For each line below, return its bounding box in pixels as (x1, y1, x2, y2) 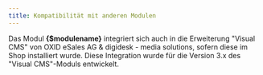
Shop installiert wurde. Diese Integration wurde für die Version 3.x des (8, 50, 241, 60)
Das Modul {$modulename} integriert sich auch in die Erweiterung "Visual (8, 34, 256, 43)
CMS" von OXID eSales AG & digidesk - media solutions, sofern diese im (8, 41, 248, 52)
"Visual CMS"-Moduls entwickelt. (8, 59, 119, 69)
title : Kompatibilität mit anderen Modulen (8, 11, 157, 20)
